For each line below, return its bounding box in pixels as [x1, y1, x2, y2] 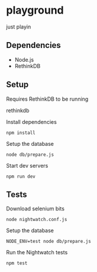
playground [6, 4, 64, 17]
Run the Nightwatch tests [6, 249, 68, 256]
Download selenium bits [6, 205, 65, 212]
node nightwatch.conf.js [6, 217, 67, 223]
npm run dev [6, 173, 35, 180]
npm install [6, 130, 35, 136]
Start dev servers [6, 162, 48, 169]
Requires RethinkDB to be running [6, 95, 89, 103]
